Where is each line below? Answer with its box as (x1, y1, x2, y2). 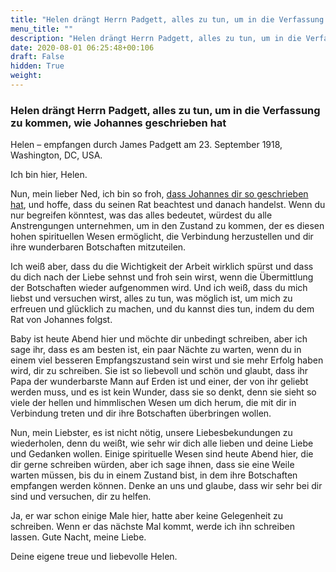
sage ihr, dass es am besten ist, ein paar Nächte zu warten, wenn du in (10, 344, 302, 356)
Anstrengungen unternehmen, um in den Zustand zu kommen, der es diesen (10, 220, 325, 232)
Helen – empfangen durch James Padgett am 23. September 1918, (10, 139, 283, 151)
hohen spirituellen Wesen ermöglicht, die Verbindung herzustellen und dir (10, 231, 314, 243)
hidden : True (10, 61, 65, 71)
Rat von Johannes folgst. (10, 314, 113, 326)
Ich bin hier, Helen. (10, 169, 88, 181)
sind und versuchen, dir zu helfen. (10, 491, 152, 503)
